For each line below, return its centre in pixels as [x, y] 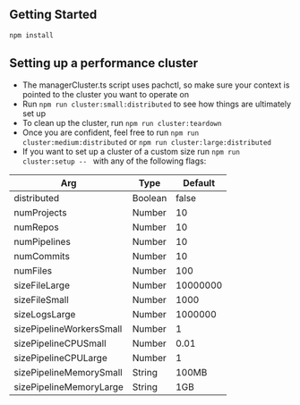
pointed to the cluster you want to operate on [106, 94]
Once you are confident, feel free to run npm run [111, 132]
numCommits [42, 256]
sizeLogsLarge [45, 314]
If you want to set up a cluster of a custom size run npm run [131, 151]
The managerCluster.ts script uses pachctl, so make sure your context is [156, 85]
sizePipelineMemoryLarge [69, 386]
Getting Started [53, 15]
